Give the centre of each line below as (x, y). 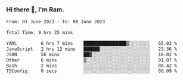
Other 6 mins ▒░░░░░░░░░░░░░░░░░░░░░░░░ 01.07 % (92, 60)
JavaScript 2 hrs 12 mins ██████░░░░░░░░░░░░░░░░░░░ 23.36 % (92, 49)
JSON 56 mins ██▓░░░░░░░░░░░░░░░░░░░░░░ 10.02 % (92, 54)
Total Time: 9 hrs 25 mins (40, 33)
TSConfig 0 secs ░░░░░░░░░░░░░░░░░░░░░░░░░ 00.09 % (92, 71)
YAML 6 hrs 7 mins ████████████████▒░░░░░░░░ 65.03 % (92, 44)
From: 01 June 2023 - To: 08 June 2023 (56, 22)
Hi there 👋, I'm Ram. (35, 10)
